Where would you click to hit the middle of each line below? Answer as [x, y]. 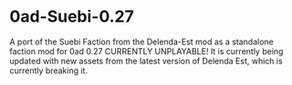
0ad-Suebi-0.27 [72, 17]
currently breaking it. [49, 71]
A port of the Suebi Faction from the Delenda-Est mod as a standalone [141, 42]
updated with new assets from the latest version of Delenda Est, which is [146, 61]
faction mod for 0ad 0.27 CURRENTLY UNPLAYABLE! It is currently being [146, 51]
